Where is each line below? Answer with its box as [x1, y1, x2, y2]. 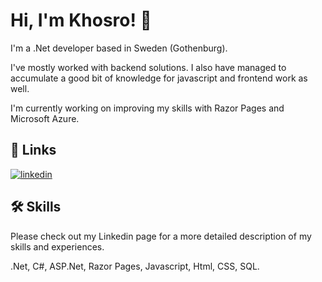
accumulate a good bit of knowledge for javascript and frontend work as [10, 72, 308, 84]
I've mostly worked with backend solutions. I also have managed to [10, 61, 287, 73]
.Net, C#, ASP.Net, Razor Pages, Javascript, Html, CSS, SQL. [10, 260, 260, 272]
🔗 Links [10, 142, 57, 159]
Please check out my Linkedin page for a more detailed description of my [10, 230, 312, 242]
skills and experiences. [10, 240, 105, 253]
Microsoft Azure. [10, 112, 80, 124]
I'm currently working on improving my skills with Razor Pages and [10, 102, 285, 114]
